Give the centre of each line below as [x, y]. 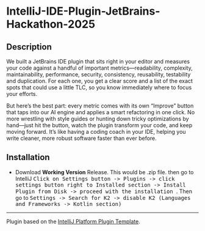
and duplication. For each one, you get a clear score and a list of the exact [100, 81]
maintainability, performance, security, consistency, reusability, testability [99, 74]
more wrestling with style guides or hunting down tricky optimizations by [98, 119]
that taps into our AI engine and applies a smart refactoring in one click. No [101, 112]
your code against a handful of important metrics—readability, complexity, [100, 68]
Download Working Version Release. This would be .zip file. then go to [104, 172]
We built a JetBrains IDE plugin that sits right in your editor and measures [98, 61]
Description [29, 47]
